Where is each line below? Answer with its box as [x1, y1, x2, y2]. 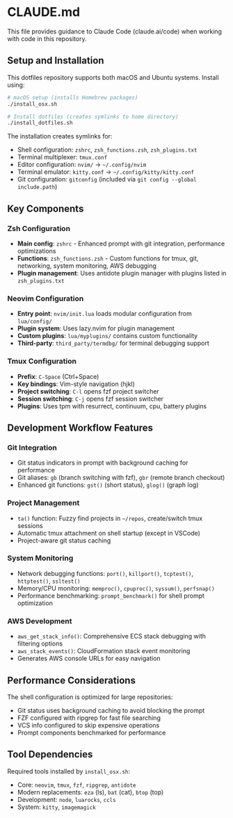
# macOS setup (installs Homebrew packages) [7, 94, 138, 101]
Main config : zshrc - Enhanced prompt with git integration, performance [17, 239, 225, 248]
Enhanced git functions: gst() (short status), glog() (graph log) [17, 481, 199, 489]
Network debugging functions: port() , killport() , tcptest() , [17, 569, 193, 577]
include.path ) [17, 182, 58, 191]
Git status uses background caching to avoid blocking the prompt [17, 706, 205, 714]
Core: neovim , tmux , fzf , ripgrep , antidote [17, 780, 137, 789]
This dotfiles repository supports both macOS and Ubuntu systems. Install [7, 73, 219, 81]
